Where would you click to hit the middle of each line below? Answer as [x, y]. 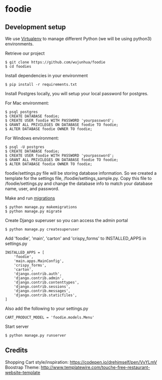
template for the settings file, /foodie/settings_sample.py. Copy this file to [78, 178]
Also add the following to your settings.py [47, 309]
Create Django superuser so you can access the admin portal [66, 220]
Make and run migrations [30, 198]
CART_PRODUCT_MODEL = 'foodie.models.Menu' [50, 318]
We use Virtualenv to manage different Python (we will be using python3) [78, 39]
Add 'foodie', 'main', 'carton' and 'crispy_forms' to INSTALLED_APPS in [76, 238]
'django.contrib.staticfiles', [45, 295]
